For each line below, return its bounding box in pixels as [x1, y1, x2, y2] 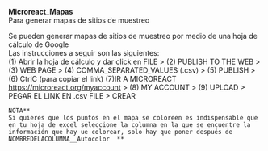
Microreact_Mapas [8, 7, 73, 16]
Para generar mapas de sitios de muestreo [8, 15, 150, 25]
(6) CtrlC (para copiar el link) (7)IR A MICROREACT [8, 74, 177, 83]
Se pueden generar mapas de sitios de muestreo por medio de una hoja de [8, 31, 258, 40]
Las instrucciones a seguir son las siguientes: [8, 48, 160, 57]
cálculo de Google [8, 40, 69, 49]
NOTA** [8, 107, 31, 115]
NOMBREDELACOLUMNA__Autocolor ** [8, 135, 125, 143]
